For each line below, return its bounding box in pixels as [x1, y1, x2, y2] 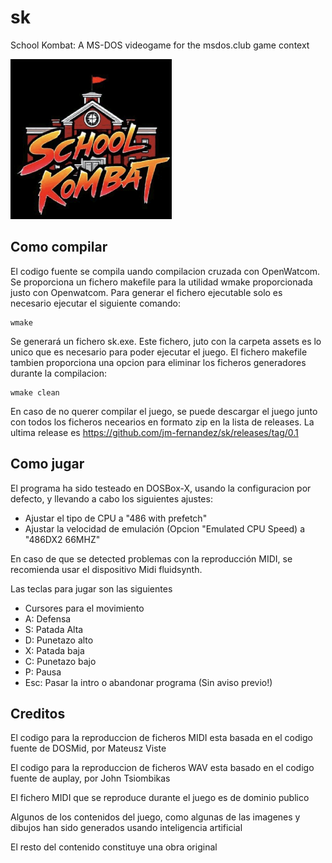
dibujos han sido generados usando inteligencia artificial [10, 822, 243, 834]
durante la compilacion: [10, 367, 107, 379]
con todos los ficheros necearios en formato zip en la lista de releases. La [10, 416, 315, 428]
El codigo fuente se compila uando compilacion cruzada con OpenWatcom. [10, 265, 321, 277]
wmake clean [10, 387, 60, 398]
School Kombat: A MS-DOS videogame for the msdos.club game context [10, 39, 310, 51]
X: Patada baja [24, 644, 85, 656]
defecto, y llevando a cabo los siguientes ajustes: [10, 492, 213, 505]
